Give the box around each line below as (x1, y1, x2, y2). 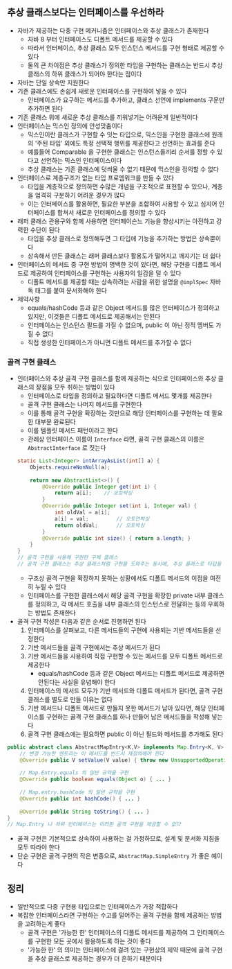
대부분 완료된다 (35, 418, 76, 426)
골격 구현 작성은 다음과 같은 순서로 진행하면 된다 (17, 617, 146, 625)
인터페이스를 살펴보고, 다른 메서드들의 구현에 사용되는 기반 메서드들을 (27, 626, 214, 634)
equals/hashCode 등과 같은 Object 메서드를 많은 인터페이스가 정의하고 (27, 304, 220, 312)
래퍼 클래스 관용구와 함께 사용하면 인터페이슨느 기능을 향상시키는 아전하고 (17, 217, 215, 225)
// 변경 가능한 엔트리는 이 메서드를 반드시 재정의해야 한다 (19, 750, 164, 757)
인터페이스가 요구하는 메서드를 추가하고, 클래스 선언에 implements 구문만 (27, 96, 225, 104)
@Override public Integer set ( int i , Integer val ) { (42, 503, 197, 509)
